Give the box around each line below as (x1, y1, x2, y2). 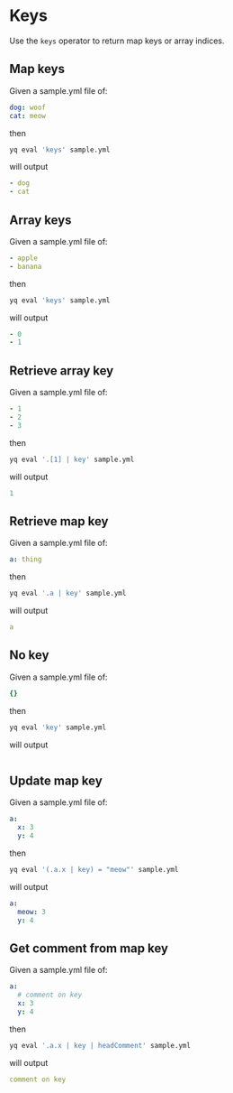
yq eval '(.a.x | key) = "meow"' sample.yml (9, 865, 179, 874)
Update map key (9, 773, 103, 788)
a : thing (9, 555, 42, 564)
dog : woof (9, 103, 47, 112)
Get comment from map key (9, 940, 169, 956)
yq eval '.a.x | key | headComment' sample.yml (9, 1041, 192, 1050)
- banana (9, 262, 42, 271)
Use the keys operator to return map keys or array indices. (9, 35, 225, 46)
